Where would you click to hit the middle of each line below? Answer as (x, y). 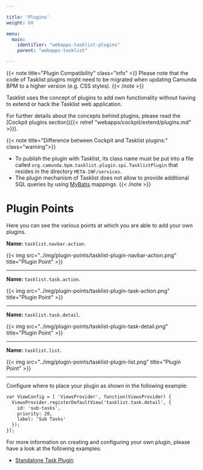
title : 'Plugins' (28, 17)
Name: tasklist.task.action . (43, 279)
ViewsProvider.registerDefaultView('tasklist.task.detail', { (92, 402)
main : (19, 39)
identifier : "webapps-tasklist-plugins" (69, 45)
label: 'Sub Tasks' (42, 419)
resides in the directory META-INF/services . (68, 171)
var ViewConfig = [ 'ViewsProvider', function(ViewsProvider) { (89, 397)
